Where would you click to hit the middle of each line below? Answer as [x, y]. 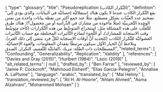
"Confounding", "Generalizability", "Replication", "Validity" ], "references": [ [81, 54]
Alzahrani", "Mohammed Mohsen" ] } [42, 84]
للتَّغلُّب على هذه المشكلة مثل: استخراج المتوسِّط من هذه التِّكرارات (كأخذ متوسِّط [78, 28]
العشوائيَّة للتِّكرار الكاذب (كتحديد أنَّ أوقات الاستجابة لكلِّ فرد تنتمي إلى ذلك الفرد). [79, 38]
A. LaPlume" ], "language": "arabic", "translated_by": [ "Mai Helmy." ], [75, 74]
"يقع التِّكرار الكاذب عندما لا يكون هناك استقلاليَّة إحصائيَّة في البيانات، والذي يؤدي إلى [80, 13]
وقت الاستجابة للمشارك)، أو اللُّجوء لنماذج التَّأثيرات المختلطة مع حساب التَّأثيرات [77, 33]
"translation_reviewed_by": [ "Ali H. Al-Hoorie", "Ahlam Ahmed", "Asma [76, 79]
